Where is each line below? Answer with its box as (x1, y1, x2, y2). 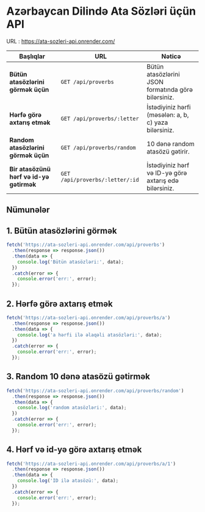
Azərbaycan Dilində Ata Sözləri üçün (6, 4, 196, 18)
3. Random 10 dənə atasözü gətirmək (6, 371, 151, 382)
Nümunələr (6, 205, 50, 215)
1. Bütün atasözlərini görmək (6, 225, 117, 236)
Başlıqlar (19, 52, 46, 61)
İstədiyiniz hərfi (146, 103, 191, 111)
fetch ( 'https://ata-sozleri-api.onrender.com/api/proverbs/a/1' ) (6, 461, 176, 467)
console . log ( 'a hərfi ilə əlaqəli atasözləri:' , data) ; (17, 332, 163, 338)
